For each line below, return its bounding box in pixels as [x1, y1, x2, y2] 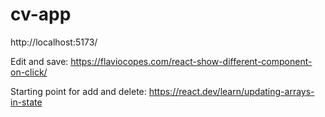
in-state [10, 96, 43, 108]
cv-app [10, 3, 72, 26]
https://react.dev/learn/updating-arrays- [148, 85, 315, 97]
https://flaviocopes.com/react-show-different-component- [70, 55, 313, 67]
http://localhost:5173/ [10, 36, 98, 48]
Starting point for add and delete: [10, 85, 147, 97]
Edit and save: [10, 55, 69, 67]
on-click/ [10, 66, 48, 78]
